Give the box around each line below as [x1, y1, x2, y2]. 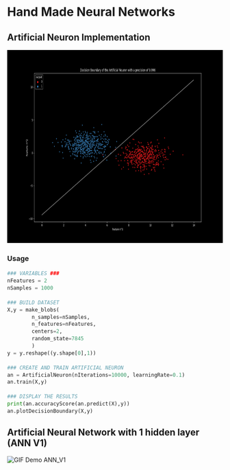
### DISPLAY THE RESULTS [7, 393, 78, 400]
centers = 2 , [31, 328, 63, 335]
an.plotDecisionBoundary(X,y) [7, 408, 94, 414]
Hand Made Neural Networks [7, 4, 176, 20]
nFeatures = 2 [7, 277, 48, 285]
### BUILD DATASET [7, 299, 60, 306]
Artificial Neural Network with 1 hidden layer [7, 427, 200, 438]
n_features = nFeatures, [31, 320, 97, 328]
